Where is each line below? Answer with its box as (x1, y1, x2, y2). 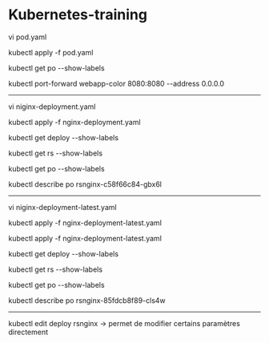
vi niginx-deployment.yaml (8, 102, 96, 111)
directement (8, 327, 49, 337)
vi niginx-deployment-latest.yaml (8, 202, 118, 212)
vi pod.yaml (8, 32, 47, 42)
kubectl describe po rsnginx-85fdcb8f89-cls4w (8, 295, 166, 305)
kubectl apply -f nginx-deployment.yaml (8, 117, 142, 127)
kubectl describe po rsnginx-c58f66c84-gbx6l (8, 179, 163, 189)
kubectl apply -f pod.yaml (8, 47, 94, 57)
